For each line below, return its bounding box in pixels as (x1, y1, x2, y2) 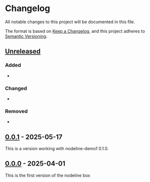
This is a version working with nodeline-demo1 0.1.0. (5, 146, 109, 152)
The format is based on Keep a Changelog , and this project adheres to (5, 28, 145, 34)
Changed (5, 85, 28, 92)
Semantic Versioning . (5, 33, 47, 39)
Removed (5, 108, 28, 114)
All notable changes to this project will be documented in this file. (5, 19, 135, 25)
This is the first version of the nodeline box (5, 172, 90, 178)
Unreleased (5, 47, 41, 56)
